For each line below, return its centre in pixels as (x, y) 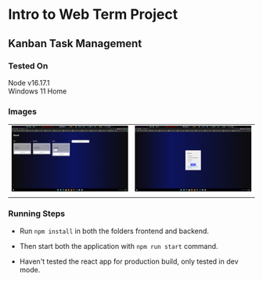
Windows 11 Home (38, 91)
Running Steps (36, 213)
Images (23, 111)
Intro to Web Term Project (93, 15)
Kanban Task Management (75, 44)
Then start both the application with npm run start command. (119, 246)
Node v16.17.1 (29, 82)
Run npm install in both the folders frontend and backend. (114, 231)
